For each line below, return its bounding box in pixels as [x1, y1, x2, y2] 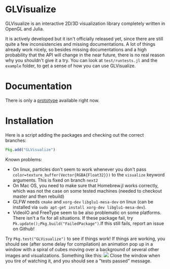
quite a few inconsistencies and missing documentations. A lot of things [5, 41, 156, 47]
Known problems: [5, 156, 42, 162]
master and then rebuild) [12, 193, 64, 199]
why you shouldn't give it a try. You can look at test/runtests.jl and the [5, 57, 158, 63]
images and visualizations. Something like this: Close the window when [5, 252, 160, 258]
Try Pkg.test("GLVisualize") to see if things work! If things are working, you [5, 235, 165, 242]
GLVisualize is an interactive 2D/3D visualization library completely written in [5, 20, 165, 26]
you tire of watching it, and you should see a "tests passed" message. [5, 258, 152, 264]
